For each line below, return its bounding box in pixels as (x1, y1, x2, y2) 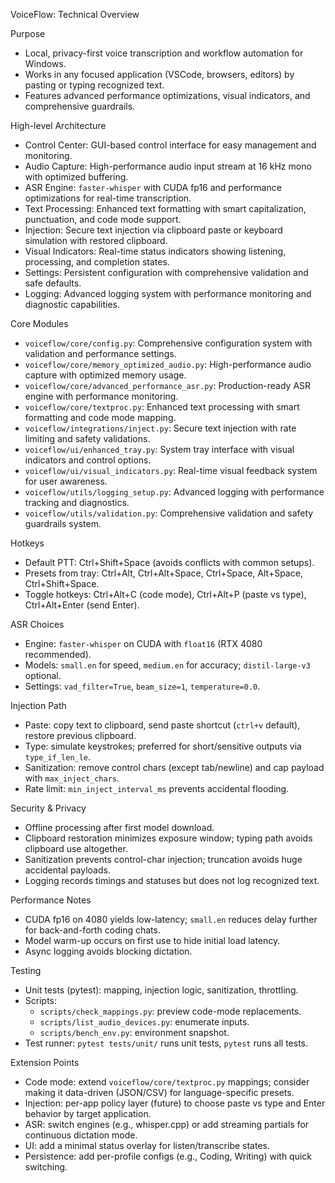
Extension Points (10, 1057, 80, 1068)
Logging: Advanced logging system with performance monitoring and (24, 288, 312, 299)
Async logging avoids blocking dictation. (24, 945, 193, 957)
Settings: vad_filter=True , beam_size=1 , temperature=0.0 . (24, 680, 261, 692)
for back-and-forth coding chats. (24, 924, 161, 936)
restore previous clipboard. (24, 730, 137, 741)
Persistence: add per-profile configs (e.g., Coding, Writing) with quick (24, 1150, 313, 1162)
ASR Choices (10, 619, 65, 630)
